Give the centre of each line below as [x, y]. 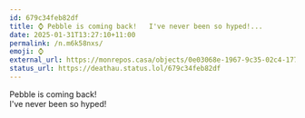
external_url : [36, 60]
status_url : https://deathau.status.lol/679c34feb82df [115, 69]
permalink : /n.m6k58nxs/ [56, 43]
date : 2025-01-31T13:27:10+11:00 [73, 34]
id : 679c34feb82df [44, 18]
